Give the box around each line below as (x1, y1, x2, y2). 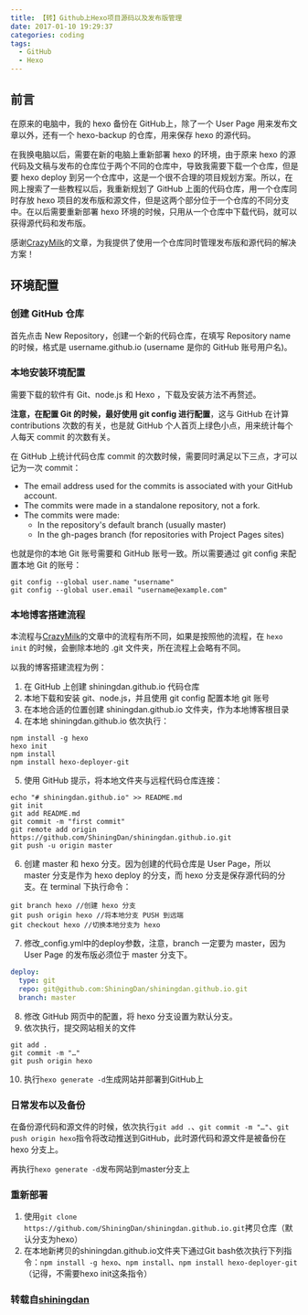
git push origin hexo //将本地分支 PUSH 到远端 (10, 911, 184, 920)
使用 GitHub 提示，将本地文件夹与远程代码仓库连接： (23, 775, 223, 786)
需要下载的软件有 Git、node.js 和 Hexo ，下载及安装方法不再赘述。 (10, 389, 261, 400)
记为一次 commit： (10, 462, 81, 473)
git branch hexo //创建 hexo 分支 (10, 902, 136, 911)
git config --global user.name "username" (10, 577, 175, 586)
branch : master (18, 993, 77, 1002)
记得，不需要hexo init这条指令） (31, 1268, 153, 1279)
